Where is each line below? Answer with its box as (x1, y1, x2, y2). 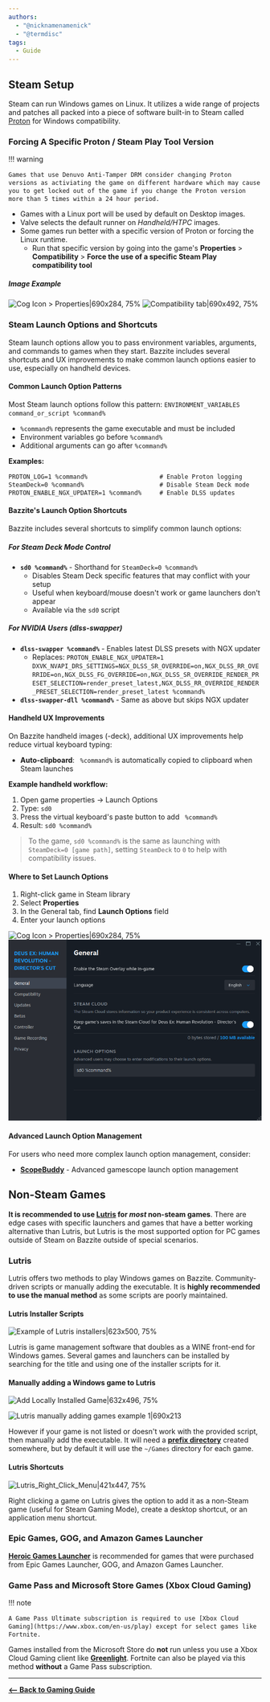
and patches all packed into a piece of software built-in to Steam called (8, 107, 244, 117)
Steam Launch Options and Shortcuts (8, 319, 158, 330)
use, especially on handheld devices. (8, 363, 131, 373)
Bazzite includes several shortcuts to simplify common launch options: (8, 523, 243, 533)
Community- (215, 1273, 257, 1282)
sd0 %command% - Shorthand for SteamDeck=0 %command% (19, 562, 198, 572)
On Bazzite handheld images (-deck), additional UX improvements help (8, 732, 243, 741)
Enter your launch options (19, 915, 106, 925)
